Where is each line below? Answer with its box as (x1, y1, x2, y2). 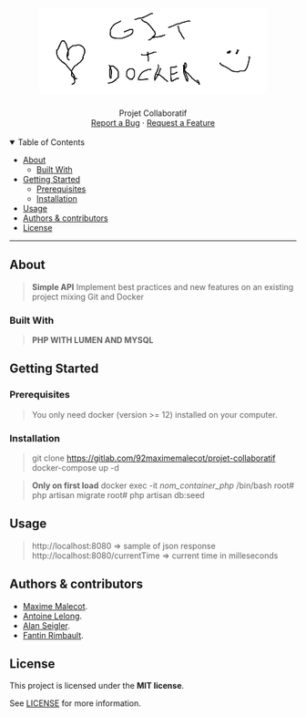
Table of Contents (17, 136, 85, 148)
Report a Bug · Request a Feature (90, 117, 216, 128)
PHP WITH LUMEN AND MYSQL (31, 335, 154, 346)
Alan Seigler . (22, 619, 71, 631)
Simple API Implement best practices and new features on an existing (31, 281, 294, 292)
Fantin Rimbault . (22, 629, 84, 640)
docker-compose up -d (31, 462, 120, 473)
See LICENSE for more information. (9, 698, 141, 709)
